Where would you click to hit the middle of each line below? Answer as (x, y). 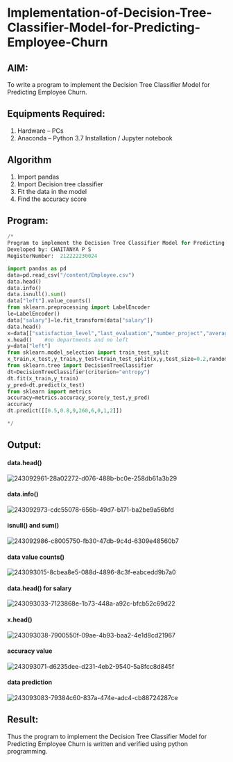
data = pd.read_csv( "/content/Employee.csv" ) (71, 275)
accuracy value (30, 651)
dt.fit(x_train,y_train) (43, 378)
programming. (27, 751)
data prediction (30, 682)
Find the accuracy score (52, 199)
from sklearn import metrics (49, 391)
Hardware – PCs (40, 131)
